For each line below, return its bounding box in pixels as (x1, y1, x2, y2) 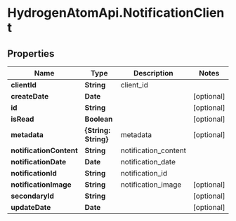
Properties (7, 48, 55, 59)
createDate (11, 92, 49, 101)
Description (133, 69, 173, 78)
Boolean (84, 114, 113, 124)
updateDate (11, 203, 51, 212)
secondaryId (11, 191, 55, 201)
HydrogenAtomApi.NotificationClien (7, 5, 225, 21)
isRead (11, 114, 34, 124)
